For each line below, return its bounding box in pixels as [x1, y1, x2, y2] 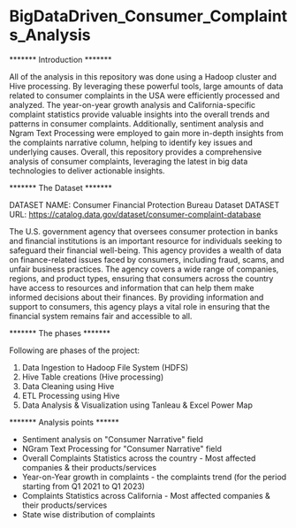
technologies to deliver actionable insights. [9, 165, 165, 176]
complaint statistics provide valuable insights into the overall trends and [9, 109, 269, 119]
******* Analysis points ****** [9, 417, 119, 427]
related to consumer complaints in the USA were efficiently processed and [9, 90, 280, 101]
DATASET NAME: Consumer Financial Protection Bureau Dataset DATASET [9, 199, 280, 210]
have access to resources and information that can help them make [9, 282, 254, 293]
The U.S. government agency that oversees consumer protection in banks [9, 226, 278, 236]
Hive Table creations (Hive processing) [21, 371, 164, 382]
